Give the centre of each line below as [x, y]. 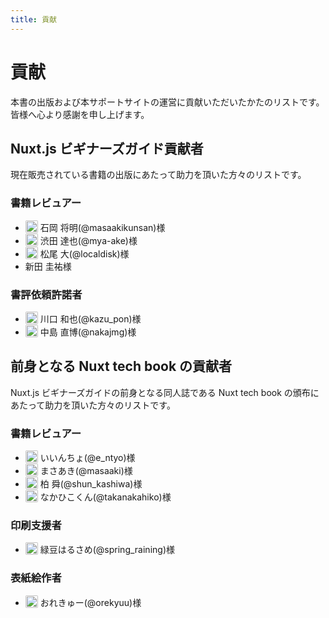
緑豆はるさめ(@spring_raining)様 [107, 550]
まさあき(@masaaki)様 [86, 471]
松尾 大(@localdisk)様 [84, 253]
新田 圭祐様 [48, 266]
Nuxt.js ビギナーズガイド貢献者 [107, 148]
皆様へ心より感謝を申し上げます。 [80, 114]
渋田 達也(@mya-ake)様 [88, 240]
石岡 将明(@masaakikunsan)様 [102, 227]
